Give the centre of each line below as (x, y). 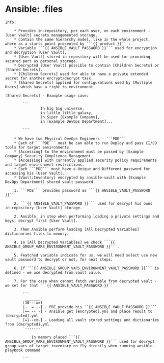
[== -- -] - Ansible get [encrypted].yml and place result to (88, 311)
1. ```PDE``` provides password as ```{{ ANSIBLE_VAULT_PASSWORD (82, 190)
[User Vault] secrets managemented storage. (51, 35)
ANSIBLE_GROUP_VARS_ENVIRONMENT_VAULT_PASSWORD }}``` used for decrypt (80, 341)
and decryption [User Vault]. (36, 52)
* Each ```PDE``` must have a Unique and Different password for (82, 169)
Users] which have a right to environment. (50, 87)
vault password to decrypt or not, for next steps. (59, 259)
